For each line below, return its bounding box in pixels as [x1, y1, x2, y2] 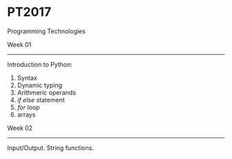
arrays [17, 110, 36, 118]
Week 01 [7, 40, 32, 48]
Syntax [17, 73, 38, 82]
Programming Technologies [7, 27, 86, 35]
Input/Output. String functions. [7, 143, 95, 152]
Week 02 [7, 124, 33, 132]
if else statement [17, 95, 65, 104]
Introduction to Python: [7, 60, 72, 68]
